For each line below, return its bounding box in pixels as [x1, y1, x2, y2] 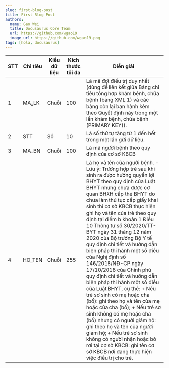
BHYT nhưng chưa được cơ [86, 184, 150, 191]
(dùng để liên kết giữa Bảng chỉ [86, 84, 159, 91]
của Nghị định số [86, 253, 126, 260]
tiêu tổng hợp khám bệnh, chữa [86, 90, 160, 97]
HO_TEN [22, 256, 43, 264]
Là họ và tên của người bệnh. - [86, 159, 159, 166]
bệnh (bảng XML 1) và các [86, 96, 149, 103]
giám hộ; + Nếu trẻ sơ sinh [86, 329, 148, 336]
